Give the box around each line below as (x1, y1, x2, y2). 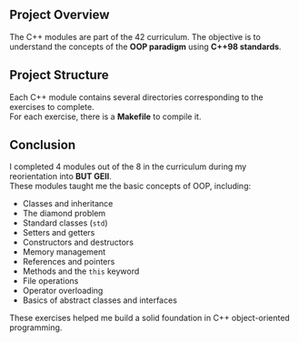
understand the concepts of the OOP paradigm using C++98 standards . (9, 41, 282, 52)
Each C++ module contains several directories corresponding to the (9, 91, 264, 103)
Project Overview (9, 7, 110, 23)
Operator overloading (22, 286, 104, 297)
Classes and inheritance (22, 198, 114, 209)
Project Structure (9, 67, 109, 83)
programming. (9, 322, 63, 333)
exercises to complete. (9, 101, 95, 112)
